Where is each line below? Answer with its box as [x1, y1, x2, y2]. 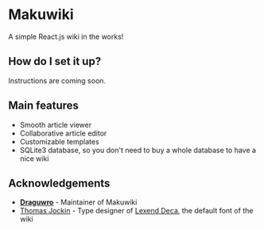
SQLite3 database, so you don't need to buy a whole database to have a [19, 145, 257, 155]
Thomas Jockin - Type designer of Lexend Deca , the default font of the [19, 206, 254, 216]
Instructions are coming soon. [8, 75, 106, 85]
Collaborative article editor [19, 128, 107, 138]
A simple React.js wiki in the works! [8, 32, 124, 41]
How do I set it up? [8, 55, 102, 68]
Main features [8, 99, 80, 113]
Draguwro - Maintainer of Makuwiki [19, 197, 138, 207]
